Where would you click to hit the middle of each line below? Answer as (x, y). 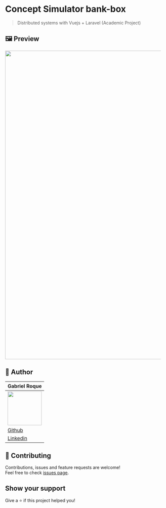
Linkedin (18, 438)
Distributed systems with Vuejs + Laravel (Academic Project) (79, 23)
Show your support (35, 488)
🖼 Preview (22, 39)
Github (15, 430)
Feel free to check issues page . (37, 473)
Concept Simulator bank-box (65, 9)
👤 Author (19, 372)
